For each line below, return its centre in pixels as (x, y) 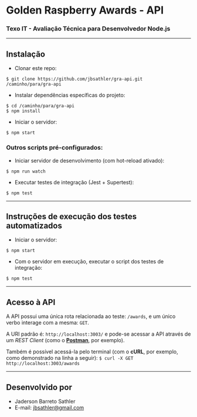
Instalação (26, 54)
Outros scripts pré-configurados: (55, 148)
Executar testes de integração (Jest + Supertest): (74, 182)
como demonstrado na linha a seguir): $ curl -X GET (70, 358)
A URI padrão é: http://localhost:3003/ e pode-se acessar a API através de (98, 334)
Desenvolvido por (39, 387)
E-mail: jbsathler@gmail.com (49, 408)
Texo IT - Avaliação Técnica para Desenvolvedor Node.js (88, 29)
